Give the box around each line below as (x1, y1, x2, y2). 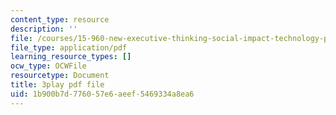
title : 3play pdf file (10, 80, 105, 90)
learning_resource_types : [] (10, 52, 132, 62)
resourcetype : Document (10, 71, 110, 81)
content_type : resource (10, 14, 110, 25)
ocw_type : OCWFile (10, 61, 87, 71)
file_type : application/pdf (10, 42, 128, 53)
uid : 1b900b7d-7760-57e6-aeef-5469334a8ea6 (10, 89, 195, 99)
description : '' (10, 24, 78, 34)
